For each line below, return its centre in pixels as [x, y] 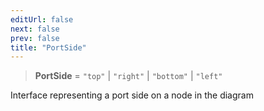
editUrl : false [42, 19]
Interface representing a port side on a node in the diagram [132, 95]
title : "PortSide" [48, 47]
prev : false [35, 38]
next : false [35, 29]
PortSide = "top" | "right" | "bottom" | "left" [128, 76]
